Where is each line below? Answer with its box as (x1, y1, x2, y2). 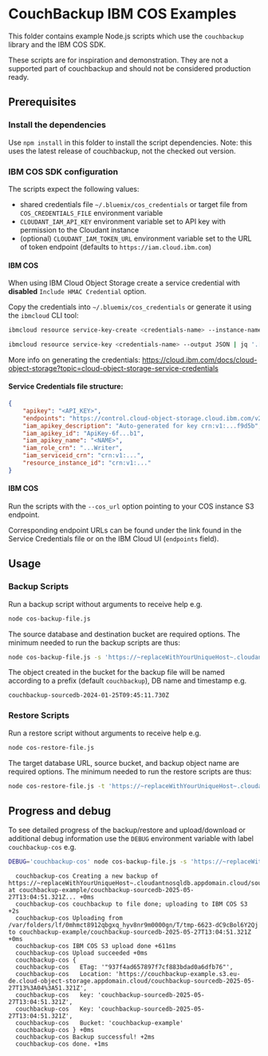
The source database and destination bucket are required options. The (8, 629, 241, 639)
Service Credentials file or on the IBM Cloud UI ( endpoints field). (8, 534, 219, 544)
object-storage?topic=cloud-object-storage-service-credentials (8, 363, 219, 373)
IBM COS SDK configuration (8, 165, 119, 177)
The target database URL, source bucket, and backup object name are (8, 758, 239, 767)
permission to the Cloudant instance (19, 225, 140, 234)
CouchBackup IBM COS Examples (8, 5, 237, 23)
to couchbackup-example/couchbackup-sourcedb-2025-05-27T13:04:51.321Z (8, 928, 251, 936)
